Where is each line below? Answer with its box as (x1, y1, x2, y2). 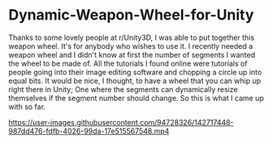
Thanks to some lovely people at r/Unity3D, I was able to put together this (8, 33, 255, 42)
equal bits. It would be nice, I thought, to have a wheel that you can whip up (8, 76, 261, 85)
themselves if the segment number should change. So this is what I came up (8, 93, 264, 103)
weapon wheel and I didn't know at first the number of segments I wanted (8, 50, 256, 59)
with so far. (8, 102, 46, 111)
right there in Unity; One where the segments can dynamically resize (8, 84, 238, 94)
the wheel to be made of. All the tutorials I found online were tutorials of (8, 59, 248, 68)
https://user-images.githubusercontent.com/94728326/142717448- (8, 117, 234, 127)
